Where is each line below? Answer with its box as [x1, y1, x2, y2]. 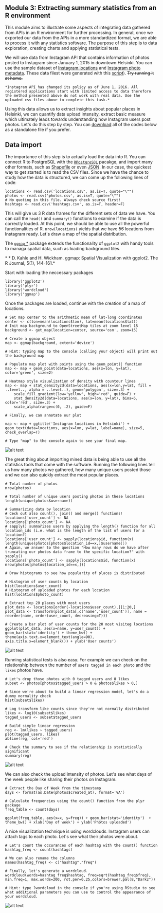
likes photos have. [5, 667, 43, 673]
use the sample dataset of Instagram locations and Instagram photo [5, 65, 141, 71]
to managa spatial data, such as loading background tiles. [5, 245, 121, 251]
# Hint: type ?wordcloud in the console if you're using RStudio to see [5, 885, 156, 890]
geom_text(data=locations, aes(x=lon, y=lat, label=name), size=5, [5, 425, 145, 430]
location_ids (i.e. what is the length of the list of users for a [5, 528, 145, 533]
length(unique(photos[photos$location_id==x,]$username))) [5, 541, 127, 546]
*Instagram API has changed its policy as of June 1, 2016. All [5, 85, 138, 90]
